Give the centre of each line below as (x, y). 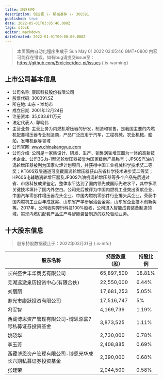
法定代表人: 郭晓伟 (30, 122)
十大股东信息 (24, 231)
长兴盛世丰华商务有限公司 (37, 273)
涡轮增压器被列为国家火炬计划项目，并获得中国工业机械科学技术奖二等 (82, 165)
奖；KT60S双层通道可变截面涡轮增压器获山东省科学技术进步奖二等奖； (83, 171)
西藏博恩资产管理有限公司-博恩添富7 (49, 319)
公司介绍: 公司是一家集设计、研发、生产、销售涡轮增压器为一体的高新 (81, 153)
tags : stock (17, 28)
